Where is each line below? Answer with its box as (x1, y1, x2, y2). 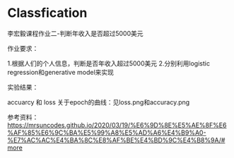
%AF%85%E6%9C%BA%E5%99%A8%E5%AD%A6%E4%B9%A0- (7, 128, 206, 137)
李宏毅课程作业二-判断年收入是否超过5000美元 (7, 29, 144, 37)
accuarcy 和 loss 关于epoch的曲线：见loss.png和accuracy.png (7, 97, 190, 107)
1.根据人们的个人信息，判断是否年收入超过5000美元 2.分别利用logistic (7, 59, 211, 68)
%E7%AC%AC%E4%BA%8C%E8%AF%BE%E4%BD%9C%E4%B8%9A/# (7, 135, 226, 144)
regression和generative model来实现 (7, 68, 115, 76)
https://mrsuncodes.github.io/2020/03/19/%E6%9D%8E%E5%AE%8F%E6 (7, 121, 227, 129)
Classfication (7, 5, 88, 21)
